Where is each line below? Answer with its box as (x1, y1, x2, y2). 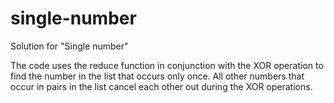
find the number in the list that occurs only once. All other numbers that (10, 70, 305, 82)
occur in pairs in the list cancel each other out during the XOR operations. (10, 80, 313, 92)
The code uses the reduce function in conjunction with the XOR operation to (10, 59, 324, 71)
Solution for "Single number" (10, 40, 129, 52)
